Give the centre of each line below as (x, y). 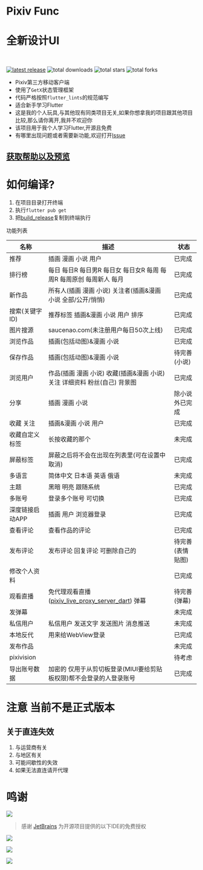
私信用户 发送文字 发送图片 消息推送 (99, 624)
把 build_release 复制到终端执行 (53, 218)
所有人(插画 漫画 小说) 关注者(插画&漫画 (105, 291)
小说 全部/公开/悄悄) (77, 300)
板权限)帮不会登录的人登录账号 (92, 678)
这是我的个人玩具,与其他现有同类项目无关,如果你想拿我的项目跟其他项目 (104, 113)
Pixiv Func (33, 11)
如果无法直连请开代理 (41, 770)
